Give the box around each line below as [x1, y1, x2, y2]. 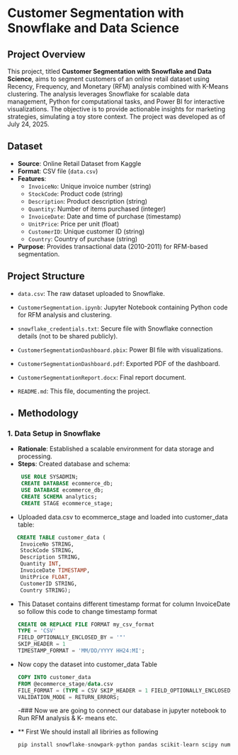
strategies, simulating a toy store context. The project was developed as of [7, 112, 225, 121]
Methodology [17, 407, 79, 419]
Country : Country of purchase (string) [28, 234, 138, 243]
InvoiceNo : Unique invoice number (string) [28, 182, 152, 190]
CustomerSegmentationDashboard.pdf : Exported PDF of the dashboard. [17, 359, 221, 368]
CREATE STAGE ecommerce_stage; [21, 500, 113, 507]
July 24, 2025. [7, 120, 50, 128]
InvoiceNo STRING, [20, 541, 74, 548]
